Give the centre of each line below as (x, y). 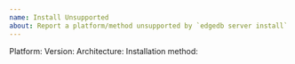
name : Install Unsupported (59, 17)
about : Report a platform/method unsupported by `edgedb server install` (149, 26)
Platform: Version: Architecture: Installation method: (104, 51)
